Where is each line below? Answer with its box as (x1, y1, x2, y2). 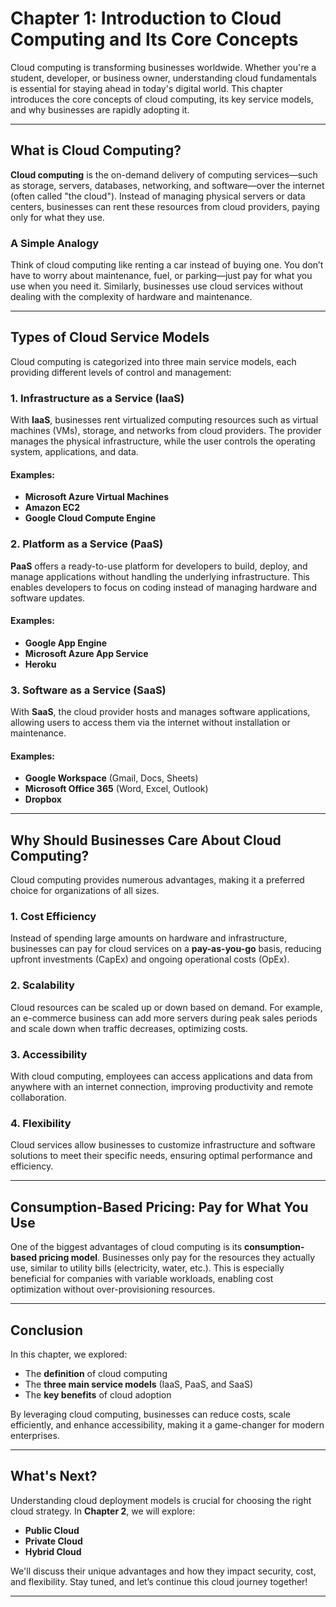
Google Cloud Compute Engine (24, 512, 157, 524)
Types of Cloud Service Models (10, 329, 210, 346)
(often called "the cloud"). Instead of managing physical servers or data (10, 190, 306, 202)
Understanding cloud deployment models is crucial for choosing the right (10, 1494, 312, 1506)
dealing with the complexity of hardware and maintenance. (10, 291, 253, 303)
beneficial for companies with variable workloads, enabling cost (10, 1273, 274, 1285)
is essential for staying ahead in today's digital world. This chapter (10, 82, 283, 94)
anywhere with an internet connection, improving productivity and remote (10, 1081, 314, 1093)
